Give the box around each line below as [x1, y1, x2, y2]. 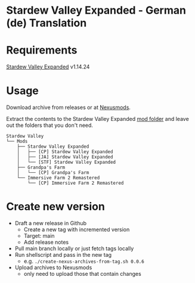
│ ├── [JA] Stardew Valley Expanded [17, 154, 113, 160]
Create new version [6, 200, 106, 213]
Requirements [6, 43, 78, 57]
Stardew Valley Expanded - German [6, 4, 187, 17]
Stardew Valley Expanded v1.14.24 [6, 63, 90, 70]
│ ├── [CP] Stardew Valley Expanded [17, 149, 113, 155]
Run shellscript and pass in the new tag [14, 251, 112, 258]
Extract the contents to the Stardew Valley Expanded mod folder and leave [6, 116, 189, 123]
